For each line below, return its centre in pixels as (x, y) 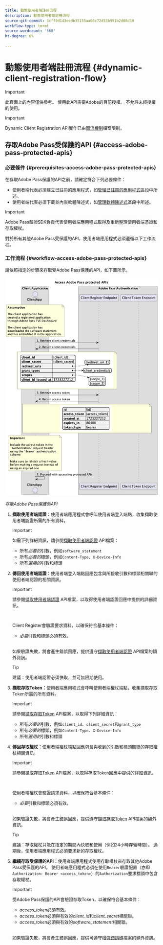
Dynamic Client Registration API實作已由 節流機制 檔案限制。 (65, 128)
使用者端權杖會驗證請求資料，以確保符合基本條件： (63, 793)
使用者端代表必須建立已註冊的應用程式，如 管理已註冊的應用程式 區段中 (83, 190)
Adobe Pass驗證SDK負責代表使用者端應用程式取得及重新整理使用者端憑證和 (81, 222)
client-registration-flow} (56, 79)
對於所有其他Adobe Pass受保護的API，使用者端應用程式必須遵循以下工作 (78, 238)
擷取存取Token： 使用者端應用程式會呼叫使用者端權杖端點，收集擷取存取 (85, 688)
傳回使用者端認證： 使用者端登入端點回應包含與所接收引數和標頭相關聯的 (85, 574)
